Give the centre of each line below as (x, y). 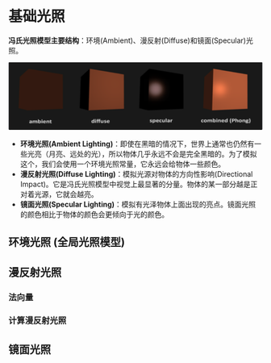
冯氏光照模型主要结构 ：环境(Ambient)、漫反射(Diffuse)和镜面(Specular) (127, 40)
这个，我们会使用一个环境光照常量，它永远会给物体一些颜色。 (123, 164)
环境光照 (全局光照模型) (67, 242)
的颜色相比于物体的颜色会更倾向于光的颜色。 (94, 214)
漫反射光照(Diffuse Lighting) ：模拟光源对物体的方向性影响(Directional (136, 173)
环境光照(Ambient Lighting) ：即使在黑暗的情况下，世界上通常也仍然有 (137, 144)
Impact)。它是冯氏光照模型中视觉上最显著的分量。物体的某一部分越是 (135, 184)
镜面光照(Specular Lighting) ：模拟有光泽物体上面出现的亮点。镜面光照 (138, 204)
